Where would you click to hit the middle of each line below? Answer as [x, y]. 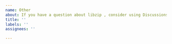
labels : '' [17, 24]
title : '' [16, 19]
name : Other [18, 10]
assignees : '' [20, 29]
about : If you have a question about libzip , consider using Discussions [87, 15]
